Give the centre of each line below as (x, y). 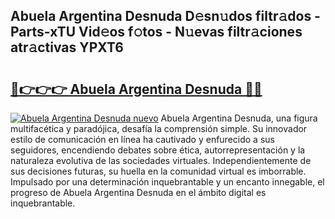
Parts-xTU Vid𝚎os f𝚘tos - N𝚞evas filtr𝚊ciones (156, 32)
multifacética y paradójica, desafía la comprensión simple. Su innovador (159, 128)
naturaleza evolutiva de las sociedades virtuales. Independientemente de (161, 160)
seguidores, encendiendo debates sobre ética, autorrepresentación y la (158, 150)
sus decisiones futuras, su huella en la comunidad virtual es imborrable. (158, 171)
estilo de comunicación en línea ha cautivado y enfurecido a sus (142, 139)
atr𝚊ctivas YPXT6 (67, 47)
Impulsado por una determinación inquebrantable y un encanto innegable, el (167, 182)
